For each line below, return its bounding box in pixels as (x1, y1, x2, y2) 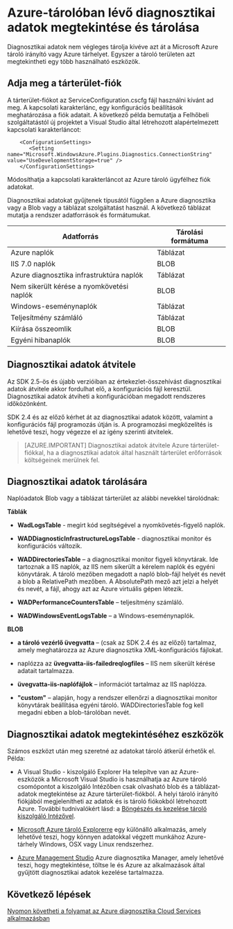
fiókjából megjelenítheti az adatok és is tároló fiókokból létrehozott (17, 797, 207, 806)
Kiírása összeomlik (10, 324, 72, 334)
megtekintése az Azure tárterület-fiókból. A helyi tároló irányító (38, 790, 218, 799)
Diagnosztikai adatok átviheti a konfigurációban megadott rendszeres (7, 392, 206, 400)
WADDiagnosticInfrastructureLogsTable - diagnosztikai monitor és (17, 534, 212, 543)
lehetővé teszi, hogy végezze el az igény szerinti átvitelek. (7, 427, 173, 436)
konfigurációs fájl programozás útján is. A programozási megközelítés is (7, 420, 213, 428)
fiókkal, (24, 448, 46, 457)
